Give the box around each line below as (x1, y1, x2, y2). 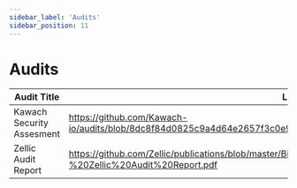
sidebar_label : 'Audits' (9, 12, 101, 22)
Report (13, 164, 42, 177)
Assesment (13, 128, 60, 140)
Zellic (13, 142, 37, 154)
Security (13, 117, 49, 129)
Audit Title (14, 91, 60, 103)
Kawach (13, 106, 48, 118)
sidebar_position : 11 (9, 21, 89, 30)
